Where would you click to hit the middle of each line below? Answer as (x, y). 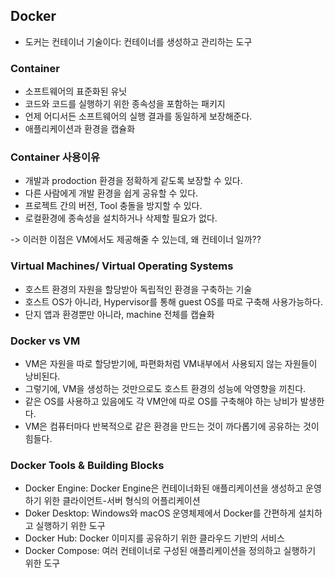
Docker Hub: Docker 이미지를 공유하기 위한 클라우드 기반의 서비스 (154, 538)
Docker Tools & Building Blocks (87, 465)
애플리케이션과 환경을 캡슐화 (80, 129)
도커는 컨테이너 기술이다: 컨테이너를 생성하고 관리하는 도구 (138, 41)
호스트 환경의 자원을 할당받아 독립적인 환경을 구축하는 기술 (138, 289)
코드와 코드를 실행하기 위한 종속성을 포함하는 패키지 (125, 104)
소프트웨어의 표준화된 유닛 (76, 91)
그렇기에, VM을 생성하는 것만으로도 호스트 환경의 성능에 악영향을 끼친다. (165, 388)
